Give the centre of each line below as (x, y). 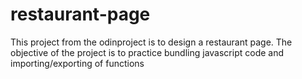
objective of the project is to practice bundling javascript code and (147, 52)
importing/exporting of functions (77, 63)
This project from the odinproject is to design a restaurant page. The (151, 42)
